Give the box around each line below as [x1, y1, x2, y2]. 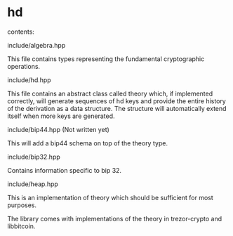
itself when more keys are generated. [7, 112, 115, 120]
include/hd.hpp [7, 75, 51, 84]
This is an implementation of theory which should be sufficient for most [7, 193, 214, 202]
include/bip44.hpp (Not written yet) [7, 125, 110, 133]
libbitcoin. [7, 222, 36, 230]
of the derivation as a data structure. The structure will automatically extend [7, 104, 227, 112]
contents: [7, 27, 35, 36]
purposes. [7, 201, 37, 209]
